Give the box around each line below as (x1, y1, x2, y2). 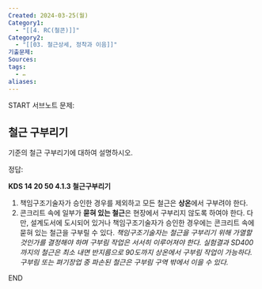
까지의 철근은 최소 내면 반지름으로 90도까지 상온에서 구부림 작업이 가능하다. (19, 248, 253, 257)
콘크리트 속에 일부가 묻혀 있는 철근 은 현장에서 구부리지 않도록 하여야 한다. (19, 208, 245, 218)
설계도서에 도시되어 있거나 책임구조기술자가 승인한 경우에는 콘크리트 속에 (30, 218, 255, 227)
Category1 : (8, 19, 44, 27)
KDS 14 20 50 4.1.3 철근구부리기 (8, 182, 111, 191)
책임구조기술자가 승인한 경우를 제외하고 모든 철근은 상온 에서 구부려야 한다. (19, 198, 249, 208)
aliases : (8, 77, 37, 85)
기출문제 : (8, 48, 34, 56)
